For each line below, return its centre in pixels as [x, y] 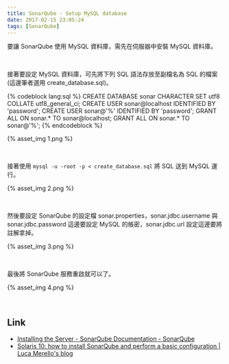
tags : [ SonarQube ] [33, 26]
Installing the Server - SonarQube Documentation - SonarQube [106, 339]
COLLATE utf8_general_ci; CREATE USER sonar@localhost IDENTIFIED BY [111, 104]
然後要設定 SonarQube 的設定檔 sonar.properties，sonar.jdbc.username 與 [112, 216]
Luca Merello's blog [45, 354]
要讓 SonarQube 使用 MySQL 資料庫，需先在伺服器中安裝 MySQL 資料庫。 [112, 47]
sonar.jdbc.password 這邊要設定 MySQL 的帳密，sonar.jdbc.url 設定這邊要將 [115, 224]
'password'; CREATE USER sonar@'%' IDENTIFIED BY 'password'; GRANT [112, 111]
